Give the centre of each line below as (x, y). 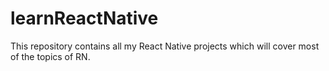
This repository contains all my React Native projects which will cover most (165, 46)
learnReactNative (84, 18)
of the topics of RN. (50, 56)
